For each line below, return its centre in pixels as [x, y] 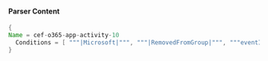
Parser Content [34, 11]
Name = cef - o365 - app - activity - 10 [64, 36]
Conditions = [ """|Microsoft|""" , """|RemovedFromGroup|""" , [121, 42]
